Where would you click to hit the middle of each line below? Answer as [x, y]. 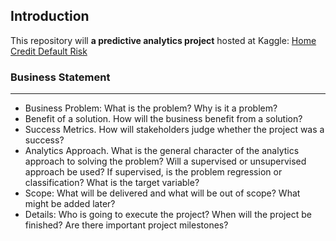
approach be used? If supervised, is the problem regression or [153, 172]
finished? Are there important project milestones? [126, 225]
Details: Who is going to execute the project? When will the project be [168, 215]
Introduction [50, 16]
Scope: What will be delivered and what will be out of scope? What [162, 193]
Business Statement [60, 77]
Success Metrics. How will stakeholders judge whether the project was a [174, 130]
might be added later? [70, 204]
